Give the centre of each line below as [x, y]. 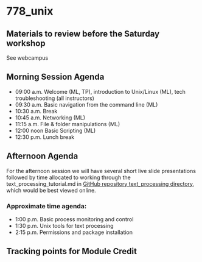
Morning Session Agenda [55, 77]
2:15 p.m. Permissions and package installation [74, 232]
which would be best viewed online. [51, 190]
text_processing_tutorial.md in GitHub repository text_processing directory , [100, 183]
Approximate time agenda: [47, 206]
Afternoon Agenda [42, 156]
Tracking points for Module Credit [71, 251]
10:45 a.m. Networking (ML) [50, 118]
